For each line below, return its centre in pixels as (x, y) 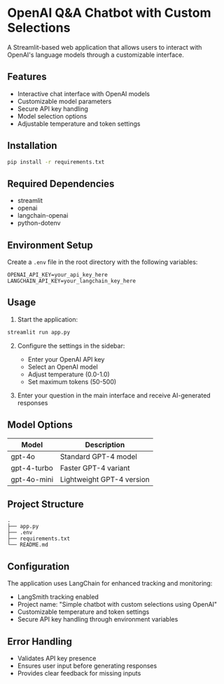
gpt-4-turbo (32, 468)
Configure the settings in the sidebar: (71, 346)
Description (105, 445)
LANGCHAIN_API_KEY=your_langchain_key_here (72, 281)
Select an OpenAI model (63, 367)
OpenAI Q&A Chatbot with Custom (109, 13)
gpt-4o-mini (32, 479)
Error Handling (40, 642)
